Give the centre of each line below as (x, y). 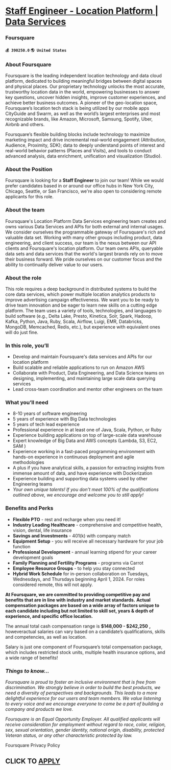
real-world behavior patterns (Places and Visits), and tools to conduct (79, 150)
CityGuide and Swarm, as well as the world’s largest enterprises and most (83, 113)
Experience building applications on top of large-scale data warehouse (87, 435)
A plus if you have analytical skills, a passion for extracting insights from (89, 468)
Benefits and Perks (29, 508)
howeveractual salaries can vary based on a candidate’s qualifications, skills (85, 632)
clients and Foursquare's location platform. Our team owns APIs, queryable (84, 248)
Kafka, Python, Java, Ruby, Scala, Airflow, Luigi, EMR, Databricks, (74, 321)
